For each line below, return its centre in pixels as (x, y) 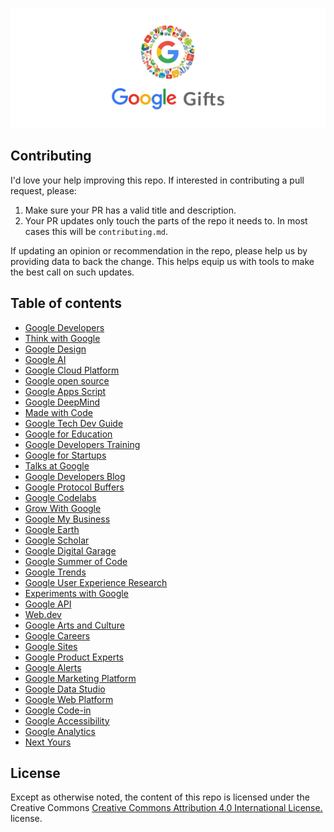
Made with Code (58, 412)
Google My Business (67, 519)
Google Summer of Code (76, 561)
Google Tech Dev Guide (74, 423)
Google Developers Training (82, 444)
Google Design (55, 349)
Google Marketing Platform (80, 678)
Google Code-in (58, 710)
